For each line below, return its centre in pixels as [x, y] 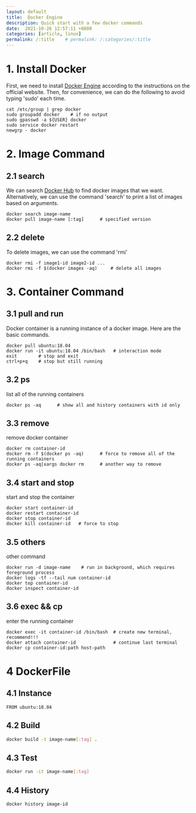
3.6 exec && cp [34, 607]
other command [26, 556]
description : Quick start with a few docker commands [75, 23]
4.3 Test [22, 758]
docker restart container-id [42, 513]
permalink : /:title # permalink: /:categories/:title [79, 39]
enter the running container [40, 621]
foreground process [30, 573]
